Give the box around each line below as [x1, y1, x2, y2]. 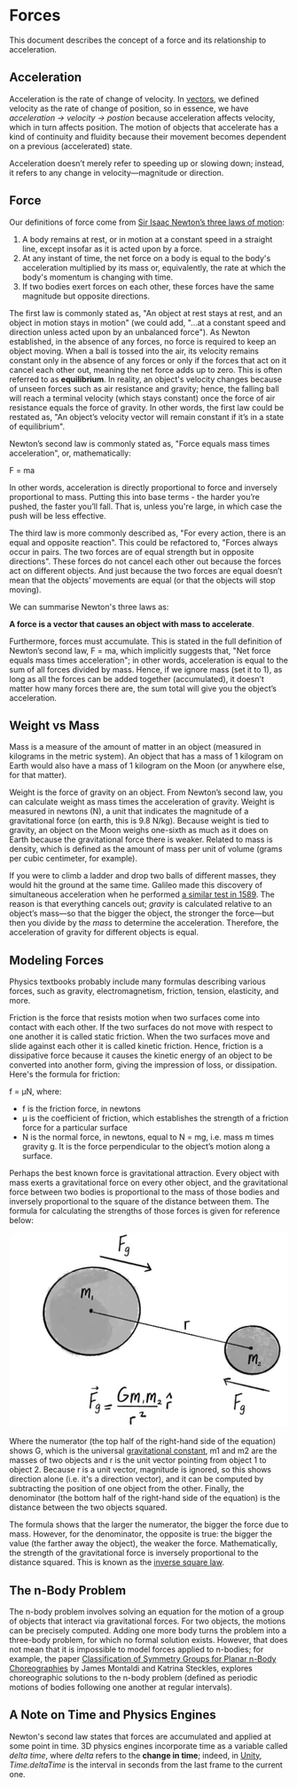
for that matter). [9, 770, 67, 781]
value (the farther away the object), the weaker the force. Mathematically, [9, 1538, 278, 1549]
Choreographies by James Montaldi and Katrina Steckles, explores [9, 1663, 253, 1673]
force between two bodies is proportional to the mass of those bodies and [9, 1187, 280, 1197]
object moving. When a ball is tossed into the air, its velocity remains [9, 345, 260, 356]
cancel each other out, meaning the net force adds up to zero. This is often [9, 364, 283, 375]
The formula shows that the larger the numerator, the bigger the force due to [9, 1520, 289, 1530]
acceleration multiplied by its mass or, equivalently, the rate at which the [21, 262, 286, 273]
